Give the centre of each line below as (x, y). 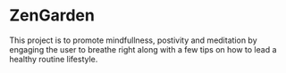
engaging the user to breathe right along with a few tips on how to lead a (143, 49)
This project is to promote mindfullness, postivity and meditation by (133, 40)
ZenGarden (52, 16)
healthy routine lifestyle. (54, 59)
